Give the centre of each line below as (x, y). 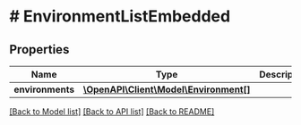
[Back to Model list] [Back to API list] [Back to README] (112, 112)
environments (44, 89)
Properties (39, 50)
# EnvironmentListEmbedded (120, 17)
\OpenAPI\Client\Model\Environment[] (167, 89)
